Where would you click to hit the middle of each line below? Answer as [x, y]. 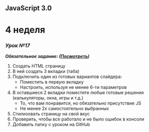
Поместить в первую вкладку [52, 81]
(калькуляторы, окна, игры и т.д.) [48, 97]
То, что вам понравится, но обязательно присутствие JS [80, 103]
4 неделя [25, 30]
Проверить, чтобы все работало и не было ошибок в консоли [78, 119]
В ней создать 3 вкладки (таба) [46, 71]
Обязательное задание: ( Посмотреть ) [47, 56]
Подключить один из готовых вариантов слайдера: [67, 76]
